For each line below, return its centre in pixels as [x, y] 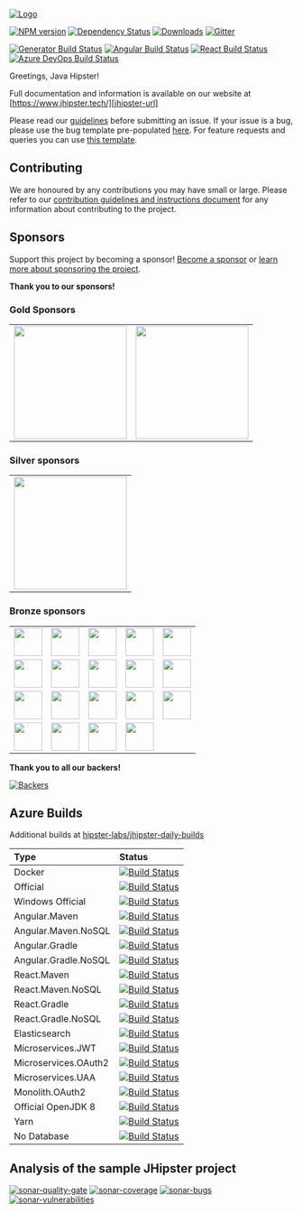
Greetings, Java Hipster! [54, 76]
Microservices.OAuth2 [62, 1063]
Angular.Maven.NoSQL [62, 931]
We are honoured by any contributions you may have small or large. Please [148, 190]
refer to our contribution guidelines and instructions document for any [139, 199]
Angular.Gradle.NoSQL [62, 960]
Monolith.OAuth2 [50, 1092]
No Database [41, 1136]
